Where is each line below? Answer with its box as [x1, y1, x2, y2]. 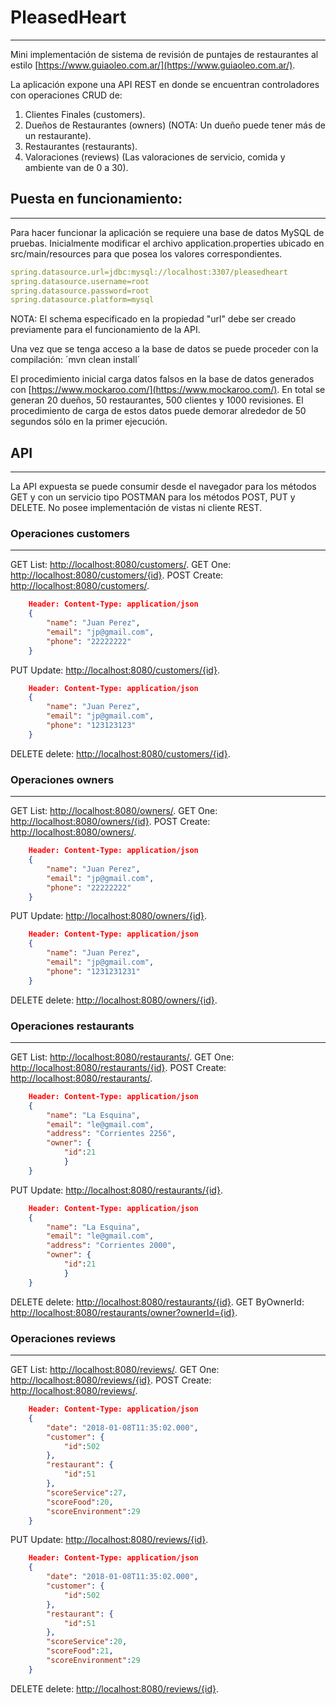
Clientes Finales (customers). [24, 108, 146, 120]
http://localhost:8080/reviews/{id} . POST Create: [10, 1374, 212, 1386]
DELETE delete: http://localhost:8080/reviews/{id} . [10, 1682, 220, 1695]
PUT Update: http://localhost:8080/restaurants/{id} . [10, 1184, 223, 1196]
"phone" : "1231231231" [46, 966, 141, 976]
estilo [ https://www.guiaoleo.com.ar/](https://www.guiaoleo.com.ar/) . [10, 59, 296, 71]
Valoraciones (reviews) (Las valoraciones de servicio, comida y [24, 151, 286, 163]
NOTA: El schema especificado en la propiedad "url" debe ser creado [10, 313, 297, 325]
